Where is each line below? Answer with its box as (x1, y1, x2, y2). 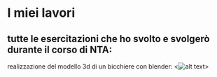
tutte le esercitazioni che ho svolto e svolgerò (7, 33, 210, 45)
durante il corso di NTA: (7, 43, 113, 55)
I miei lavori (7, 5, 76, 21)
